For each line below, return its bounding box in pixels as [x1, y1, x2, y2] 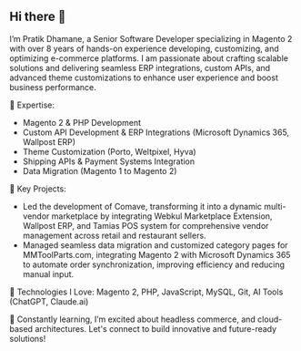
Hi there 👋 [9, 9, 66, 25]
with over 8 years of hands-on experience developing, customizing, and [9, 43, 279, 54]
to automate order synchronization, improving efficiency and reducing [22, 259, 285, 270]
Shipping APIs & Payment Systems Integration [22, 156, 196, 167]
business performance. [9, 81, 97, 92]
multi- [263, 201, 286, 212]
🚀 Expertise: [9, 99, 55, 110]
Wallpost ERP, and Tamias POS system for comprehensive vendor [22, 220, 269, 231]
